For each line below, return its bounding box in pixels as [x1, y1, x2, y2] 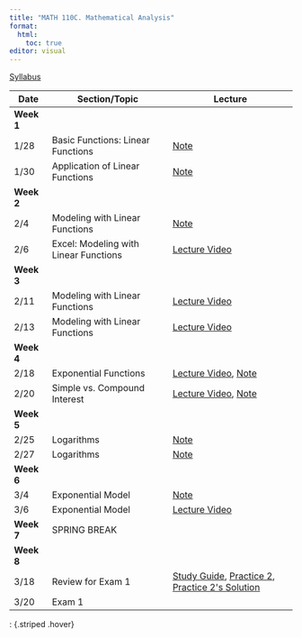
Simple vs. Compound [51, 382, 146, 395]
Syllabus [9, 71, 41, 82]
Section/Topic [76, 93, 139, 105]
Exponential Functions [51, 367, 146, 379]
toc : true [25, 38, 63, 48]
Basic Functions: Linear [51, 134, 150, 147]
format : [9, 22, 39, 31]
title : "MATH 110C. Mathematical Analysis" [9, 13, 175, 23]
